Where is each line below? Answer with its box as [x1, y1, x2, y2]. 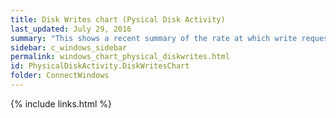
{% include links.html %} [10, 97, 112, 110]
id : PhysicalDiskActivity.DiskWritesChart [10, 61, 190, 71]
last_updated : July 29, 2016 [10, 24, 132, 34]
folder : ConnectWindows [10, 71, 110, 81]
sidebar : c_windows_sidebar [10, 42, 128, 53]
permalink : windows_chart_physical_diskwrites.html [10, 52, 230, 62]
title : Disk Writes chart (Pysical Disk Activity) [10, 14, 226, 25]
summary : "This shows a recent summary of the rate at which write [10, 33, 298, 43]
